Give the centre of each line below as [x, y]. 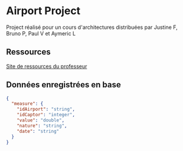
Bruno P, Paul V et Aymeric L [41, 33]
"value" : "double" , [41, 120]
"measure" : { [27, 104]
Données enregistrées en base [63, 85]
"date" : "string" [38, 131]
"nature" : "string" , [42, 126]
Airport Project [43, 11]
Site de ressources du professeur [47, 66]
